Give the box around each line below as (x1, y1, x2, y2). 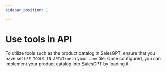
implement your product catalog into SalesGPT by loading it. (5, 61, 130, 67)
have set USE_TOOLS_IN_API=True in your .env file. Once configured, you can (5, 55, 161, 61)
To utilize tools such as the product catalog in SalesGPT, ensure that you (5, 50, 156, 56)
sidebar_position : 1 (5, 7, 49, 13)
